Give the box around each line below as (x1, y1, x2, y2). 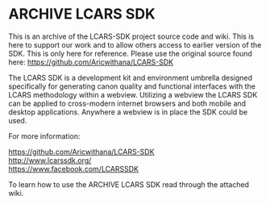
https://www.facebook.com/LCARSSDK (8, 164, 139, 173)
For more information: (8, 131, 81, 141)
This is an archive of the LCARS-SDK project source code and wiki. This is (8, 31, 255, 41)
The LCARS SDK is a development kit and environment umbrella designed (8, 73, 252, 82)
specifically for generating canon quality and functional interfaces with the (8, 81, 256, 91)
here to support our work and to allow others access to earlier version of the (8, 40, 262, 49)
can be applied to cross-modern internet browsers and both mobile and (8, 98, 247, 108)
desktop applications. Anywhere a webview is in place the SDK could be (8, 106, 248, 117)
